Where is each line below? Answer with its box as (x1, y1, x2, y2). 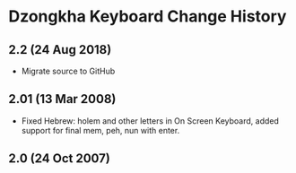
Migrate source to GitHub (21, 65, 116, 76)
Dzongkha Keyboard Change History (8, 6, 287, 27)
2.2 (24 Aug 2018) (8, 42, 112, 57)
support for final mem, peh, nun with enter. (21, 125, 180, 135)
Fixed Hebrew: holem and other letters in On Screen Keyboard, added (21, 115, 280, 126)
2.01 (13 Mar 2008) (8, 91, 117, 107)
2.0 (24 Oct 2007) (8, 151, 111, 167)
